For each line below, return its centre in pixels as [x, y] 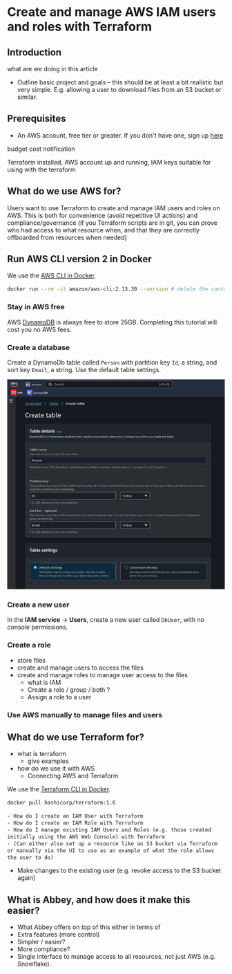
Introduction [35, 52]
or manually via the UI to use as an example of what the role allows [111, 851]
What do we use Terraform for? [76, 737]
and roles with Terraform [80, 27]
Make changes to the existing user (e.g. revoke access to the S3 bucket [119, 871]
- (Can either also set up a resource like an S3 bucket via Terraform [112, 844]
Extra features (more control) [58, 934]
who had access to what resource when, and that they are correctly [104, 230]
